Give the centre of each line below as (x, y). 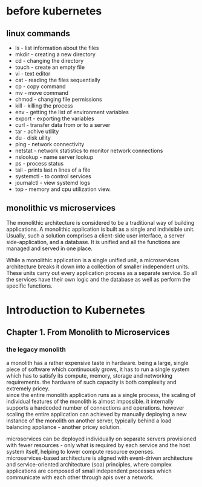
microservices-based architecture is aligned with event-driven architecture (99, 458)
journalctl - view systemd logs (53, 183)
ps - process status (39, 163)
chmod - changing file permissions (58, 99)
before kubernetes (54, 11)
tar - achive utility (37, 131)
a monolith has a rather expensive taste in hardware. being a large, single (97, 363)
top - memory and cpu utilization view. (63, 189)
